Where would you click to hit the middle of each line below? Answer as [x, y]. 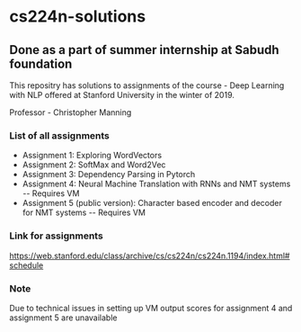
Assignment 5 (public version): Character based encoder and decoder [152, 203]
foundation [41, 63]
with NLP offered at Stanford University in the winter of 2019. [122, 95]
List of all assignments [60, 135]
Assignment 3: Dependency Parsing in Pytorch [109, 175]
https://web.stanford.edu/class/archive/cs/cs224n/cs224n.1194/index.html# [150, 256]
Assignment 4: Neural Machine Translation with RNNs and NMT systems [156, 184]
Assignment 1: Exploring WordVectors [92, 156]
